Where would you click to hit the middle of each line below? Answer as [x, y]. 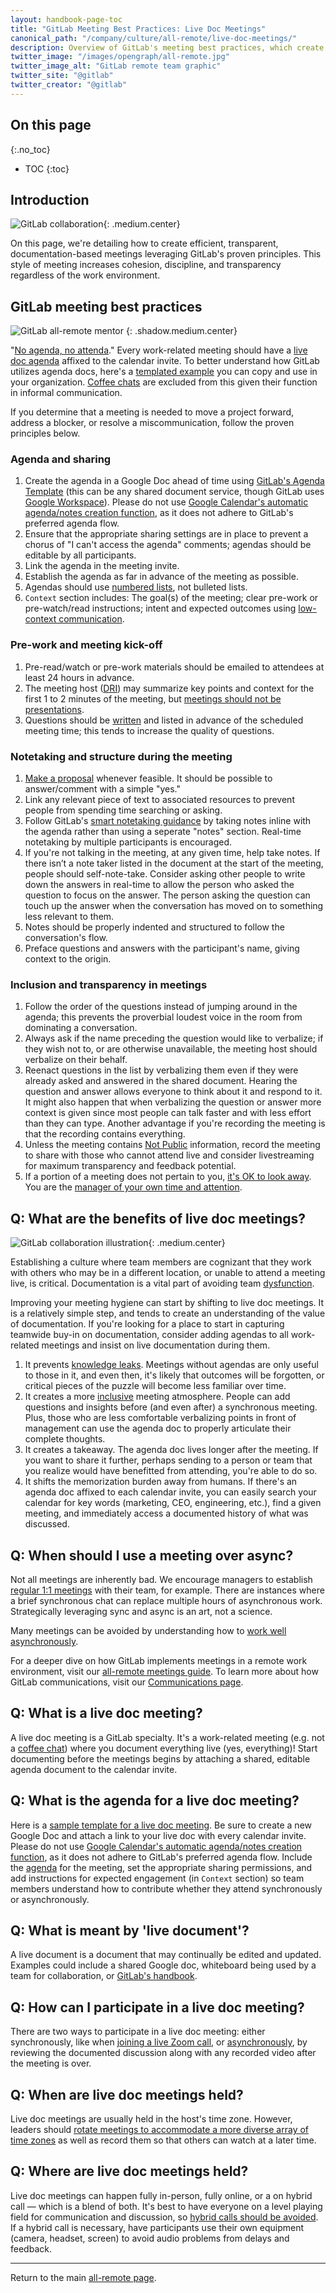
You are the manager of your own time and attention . [133, 1187]
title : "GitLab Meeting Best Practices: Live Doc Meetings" [138, 29]
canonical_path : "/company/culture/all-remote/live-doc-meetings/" [154, 38]
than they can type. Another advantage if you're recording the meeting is [175, 1123]
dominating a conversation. [81, 1028]
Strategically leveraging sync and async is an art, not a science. [141, 1611]
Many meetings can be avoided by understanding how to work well [148, 1630]
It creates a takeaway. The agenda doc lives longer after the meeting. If [171, 1450]
